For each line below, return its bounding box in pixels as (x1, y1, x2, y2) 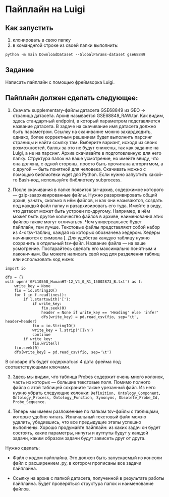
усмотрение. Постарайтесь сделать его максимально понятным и (12, 245, 156, 252)
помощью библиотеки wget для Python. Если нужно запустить (12, 171, 148, 177)
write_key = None (14, 283, 51, 288)
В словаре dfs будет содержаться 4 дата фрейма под (5, 358, 121, 364)
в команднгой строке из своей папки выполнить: (12, 42, 119, 48)
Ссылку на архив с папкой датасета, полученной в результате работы (12, 475, 165, 481)
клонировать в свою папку (12, 37, 71, 43)
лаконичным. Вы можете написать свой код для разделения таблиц (12, 251, 160, 257)
